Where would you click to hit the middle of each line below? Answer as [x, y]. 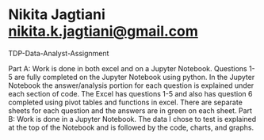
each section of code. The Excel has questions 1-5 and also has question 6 [130, 93]
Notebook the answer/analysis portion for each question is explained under [131, 85]
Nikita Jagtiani [57, 15]
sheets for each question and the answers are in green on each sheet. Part [130, 110]
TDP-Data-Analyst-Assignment [59, 53]
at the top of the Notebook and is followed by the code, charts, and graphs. [131, 127]
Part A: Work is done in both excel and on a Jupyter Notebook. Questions [128, 68]
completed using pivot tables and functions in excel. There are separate [126, 102]
